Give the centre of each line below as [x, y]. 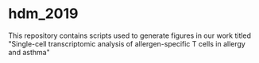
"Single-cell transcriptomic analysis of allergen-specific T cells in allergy [127, 43]
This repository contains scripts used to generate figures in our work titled [130, 35]
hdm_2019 [43, 14]
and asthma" [29, 52]
